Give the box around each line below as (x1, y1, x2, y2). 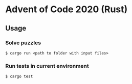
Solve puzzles (5, 39, 41, 46)
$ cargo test (5, 74, 33, 79)
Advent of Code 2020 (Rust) (5, 4, 128, 15)
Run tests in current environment (5, 62, 89, 69)
